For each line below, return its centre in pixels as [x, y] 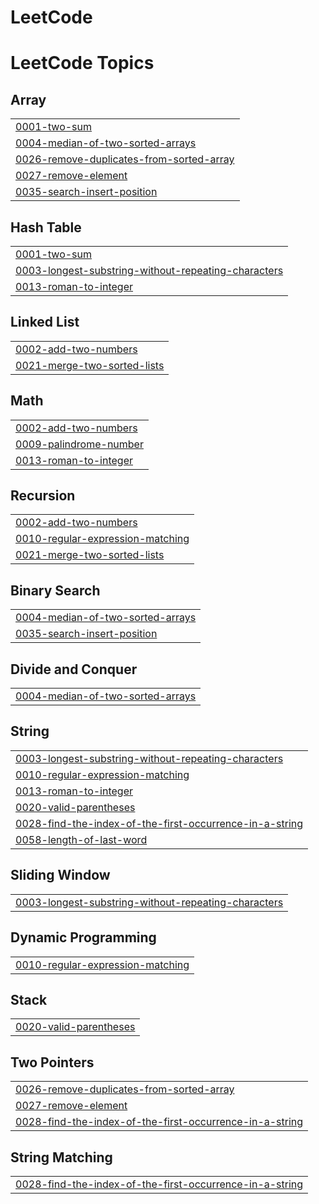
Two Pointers [52, 1062]
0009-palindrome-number [79, 444]
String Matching [61, 1157]
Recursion [43, 496]
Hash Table [46, 227]
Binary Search [55, 590]
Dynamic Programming [83, 937]
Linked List [45, 322]
